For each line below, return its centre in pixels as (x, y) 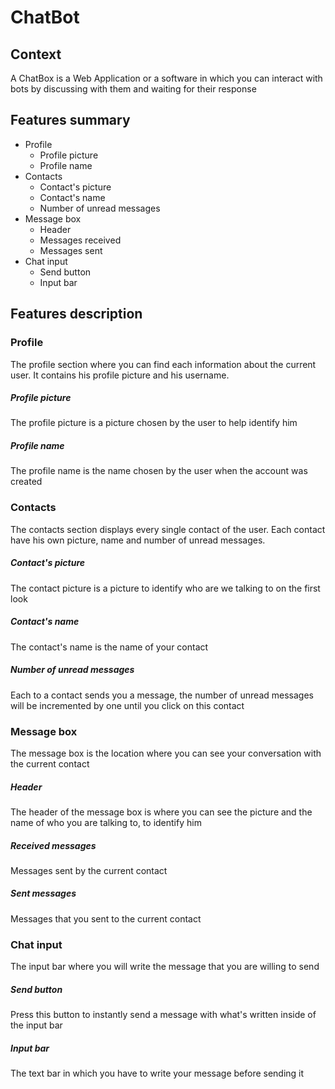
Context (36, 54)
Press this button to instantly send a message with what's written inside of (163, 1015)
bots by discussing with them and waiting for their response (133, 89)
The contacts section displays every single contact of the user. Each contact (168, 529)
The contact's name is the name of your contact (109, 647)
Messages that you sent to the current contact (106, 918)
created (26, 482)
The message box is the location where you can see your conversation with (166, 753)
